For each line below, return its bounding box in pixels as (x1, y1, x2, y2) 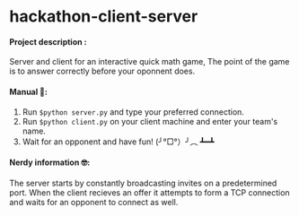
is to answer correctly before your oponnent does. (9, 65, 196, 77)
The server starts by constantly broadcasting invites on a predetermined (9, 177, 277, 188)
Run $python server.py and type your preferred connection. (22, 106, 245, 117)
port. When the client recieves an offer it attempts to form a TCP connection (9, 186, 290, 198)
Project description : (9, 36, 87, 47)
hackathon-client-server (9, 6, 198, 27)
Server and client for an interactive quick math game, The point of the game (9, 56, 290, 67)
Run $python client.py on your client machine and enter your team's (22, 116, 278, 126)
